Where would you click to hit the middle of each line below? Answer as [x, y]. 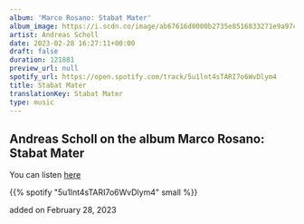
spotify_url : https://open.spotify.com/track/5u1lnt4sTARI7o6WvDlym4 [143, 77]
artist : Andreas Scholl [54, 34]
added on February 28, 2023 [63, 210]
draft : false [34, 52]
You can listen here [45, 175]
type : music [32, 102]
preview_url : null [44, 69]
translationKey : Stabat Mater [66, 93]
